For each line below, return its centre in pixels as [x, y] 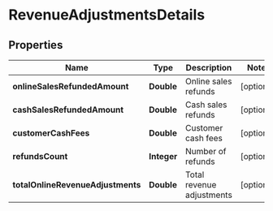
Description [209, 68]
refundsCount [40, 156]
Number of [206, 151]
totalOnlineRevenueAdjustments [77, 185]
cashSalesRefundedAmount [68, 110]
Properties [36, 45]
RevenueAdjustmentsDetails [107, 15]
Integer [163, 156]
